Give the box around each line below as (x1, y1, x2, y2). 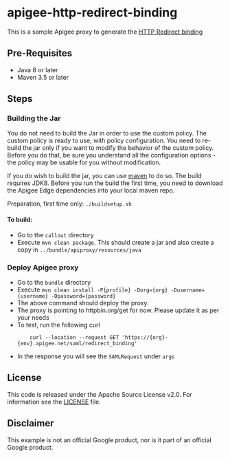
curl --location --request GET (30, 334, 119, 341)
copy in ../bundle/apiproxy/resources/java (16, 246, 142, 254)
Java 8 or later (16, 65, 58, 74)
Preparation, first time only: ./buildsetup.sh (7, 199, 132, 208)
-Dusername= (170, 287, 205, 294)
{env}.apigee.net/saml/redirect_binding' (16, 340, 137, 347)
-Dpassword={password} (51, 292, 116, 300)
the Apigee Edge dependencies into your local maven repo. (7, 186, 175, 195)
